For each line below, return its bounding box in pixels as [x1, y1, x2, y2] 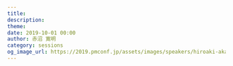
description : [7, 16, 45, 23]
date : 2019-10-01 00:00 [7, 29, 76, 36]
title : [7, 10, 26, 17]
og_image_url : [7, 49, 49, 56]
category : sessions [7, 42, 64, 49]
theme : [7, 23, 26, 30]
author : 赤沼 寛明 [7, 36, 57, 43]
